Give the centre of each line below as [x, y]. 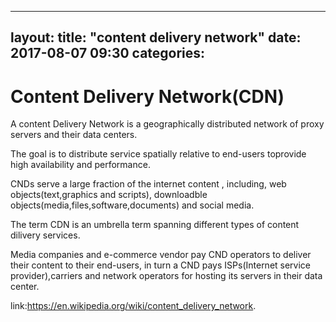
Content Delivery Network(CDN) [147, 96]
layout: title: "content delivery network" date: [156, 37]
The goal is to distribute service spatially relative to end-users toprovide [158, 154]
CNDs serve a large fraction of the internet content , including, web [148, 184]
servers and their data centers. [74, 135]
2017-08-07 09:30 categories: [108, 53]
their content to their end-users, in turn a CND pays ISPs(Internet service [161, 265]
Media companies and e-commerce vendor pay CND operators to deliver [161, 255]
